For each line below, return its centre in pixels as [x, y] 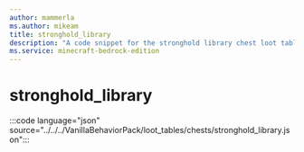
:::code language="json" [55, 121]
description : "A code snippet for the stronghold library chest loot [143, 43]
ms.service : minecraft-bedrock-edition [85, 51]
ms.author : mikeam [44, 26]
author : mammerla [42, 18]
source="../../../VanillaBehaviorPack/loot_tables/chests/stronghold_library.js [150, 130]
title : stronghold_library [60, 34]
